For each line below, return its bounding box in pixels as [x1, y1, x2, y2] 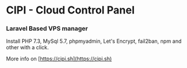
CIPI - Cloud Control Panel [6, 4, 135, 17]
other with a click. [6, 44, 49, 51]
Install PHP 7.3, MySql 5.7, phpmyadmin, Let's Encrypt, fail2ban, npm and [6, 38, 182, 45]
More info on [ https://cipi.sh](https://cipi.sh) [6, 55, 112, 62]
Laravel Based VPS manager [6, 25, 88, 33]
